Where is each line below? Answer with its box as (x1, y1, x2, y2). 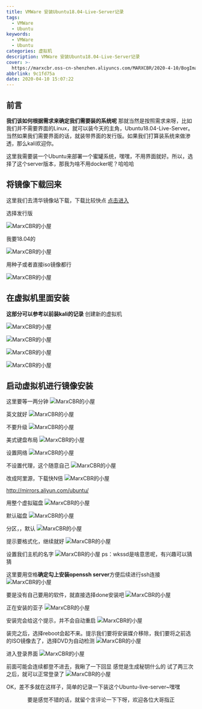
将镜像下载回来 (6, 179, 62, 190)
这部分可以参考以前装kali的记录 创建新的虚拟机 (6, 310, 122, 317)
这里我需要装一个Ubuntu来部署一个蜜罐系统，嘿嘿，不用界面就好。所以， (6, 152, 188, 160)
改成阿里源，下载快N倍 (6, 475, 63, 482)
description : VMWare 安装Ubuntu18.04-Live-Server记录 (6, 54, 140, 60)
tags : (6, 14, 20, 21)
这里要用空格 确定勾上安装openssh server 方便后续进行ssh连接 (6, 571, 161, 578)
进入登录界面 (6, 650, 38, 658)
